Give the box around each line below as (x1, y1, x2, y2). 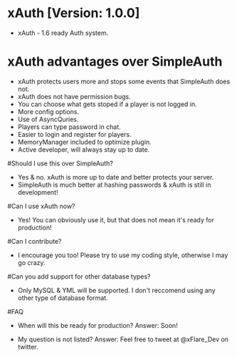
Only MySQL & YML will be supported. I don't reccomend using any (17, 286, 216, 294)
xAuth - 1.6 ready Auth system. (17, 29, 109, 37)
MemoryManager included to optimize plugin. (17, 138, 152, 146)
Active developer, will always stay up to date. (17, 145, 150, 154)
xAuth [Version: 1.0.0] (7, 5, 140, 21)
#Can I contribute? (7, 237, 62, 245)
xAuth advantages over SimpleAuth (7, 53, 223, 70)
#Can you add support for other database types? (7, 272, 151, 281)
